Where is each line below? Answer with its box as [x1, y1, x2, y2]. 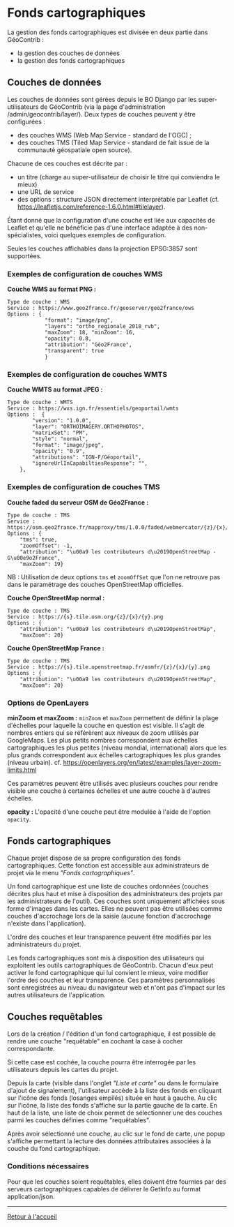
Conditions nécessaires [7, 1161, 89, 1171]
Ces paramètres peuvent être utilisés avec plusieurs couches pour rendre [7, 779, 218, 787]
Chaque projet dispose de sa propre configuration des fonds [7, 854, 181, 862]
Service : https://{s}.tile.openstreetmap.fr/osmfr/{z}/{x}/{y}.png [7, 663, 210, 671]
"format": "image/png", [44, 317, 114, 324]
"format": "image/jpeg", [32, 442, 104, 449]
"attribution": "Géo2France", [44, 341, 132, 348]
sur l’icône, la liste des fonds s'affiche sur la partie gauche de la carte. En [7, 1101, 218, 1109]
